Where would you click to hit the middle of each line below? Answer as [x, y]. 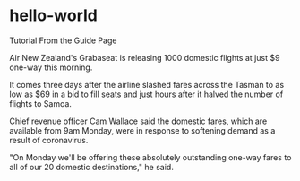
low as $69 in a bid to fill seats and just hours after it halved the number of [146, 94]
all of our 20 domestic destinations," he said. [92, 167]
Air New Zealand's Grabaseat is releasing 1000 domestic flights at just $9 [145, 57]
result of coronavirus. [49, 140]
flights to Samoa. [40, 103]
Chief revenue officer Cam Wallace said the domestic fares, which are [138, 121]
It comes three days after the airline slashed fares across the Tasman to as [147, 84]
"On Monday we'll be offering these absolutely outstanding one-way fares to [150, 157]
